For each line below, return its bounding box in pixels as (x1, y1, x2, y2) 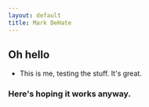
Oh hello (8, 48, 50, 61)
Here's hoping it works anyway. (8, 88, 131, 99)
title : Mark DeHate (8, 19, 72, 27)
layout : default (8, 11, 61, 20)
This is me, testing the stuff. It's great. (19, 68, 143, 79)
